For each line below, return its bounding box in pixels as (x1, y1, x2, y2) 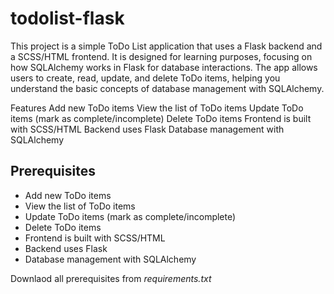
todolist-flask (10, 7, 125, 30)
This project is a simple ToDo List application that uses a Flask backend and (10, 40, 323, 52)
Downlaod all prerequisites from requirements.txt (10, 272, 212, 284)
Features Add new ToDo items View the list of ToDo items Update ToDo (10, 102, 304, 114)
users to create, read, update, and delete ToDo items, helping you (10, 72, 281, 84)
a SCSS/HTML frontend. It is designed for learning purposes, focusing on (10, 50, 313, 62)
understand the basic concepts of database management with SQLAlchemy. (10, 82, 325, 94)
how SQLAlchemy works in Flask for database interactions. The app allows (10, 61, 318, 73)
